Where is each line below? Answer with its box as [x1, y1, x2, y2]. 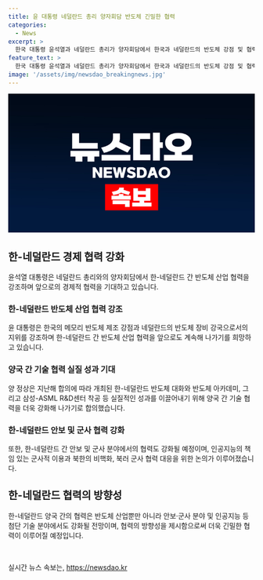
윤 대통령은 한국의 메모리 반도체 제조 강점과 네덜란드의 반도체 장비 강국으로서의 [8, 323, 249, 333]
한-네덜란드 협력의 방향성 [8, 489, 123, 502]
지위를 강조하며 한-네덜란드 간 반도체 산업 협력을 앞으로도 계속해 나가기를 [8, 333, 231, 342]
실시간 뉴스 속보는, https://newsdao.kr [8, 562, 128, 572]
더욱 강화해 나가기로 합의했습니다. [22, 403, 125, 412]
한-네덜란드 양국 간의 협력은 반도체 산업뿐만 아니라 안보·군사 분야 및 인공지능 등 [8, 511, 249, 520]
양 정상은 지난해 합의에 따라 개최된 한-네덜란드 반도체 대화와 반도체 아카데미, [8, 383, 241, 392]
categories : [8, 20, 47, 29]
